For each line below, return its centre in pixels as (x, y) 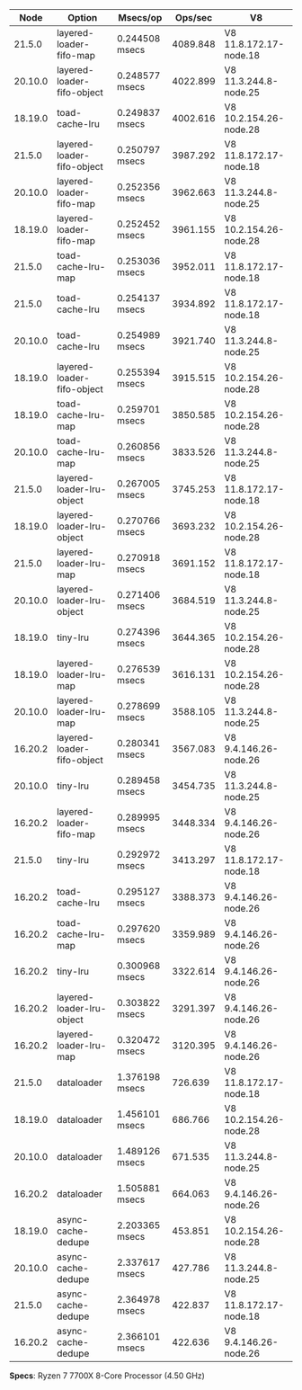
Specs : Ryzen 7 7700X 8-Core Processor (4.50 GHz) (107, 1376)
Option (82, 18)
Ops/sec (194, 18)
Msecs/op (140, 18)
